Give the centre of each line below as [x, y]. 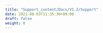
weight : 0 [15, 23]
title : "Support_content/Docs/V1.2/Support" [52, 9]
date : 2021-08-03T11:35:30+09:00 [40, 14]
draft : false [19, 18]
